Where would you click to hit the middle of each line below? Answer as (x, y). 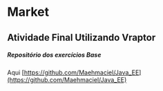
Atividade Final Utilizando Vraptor (81, 38)
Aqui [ (16, 72)
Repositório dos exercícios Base (54, 55)
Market (28, 12)
